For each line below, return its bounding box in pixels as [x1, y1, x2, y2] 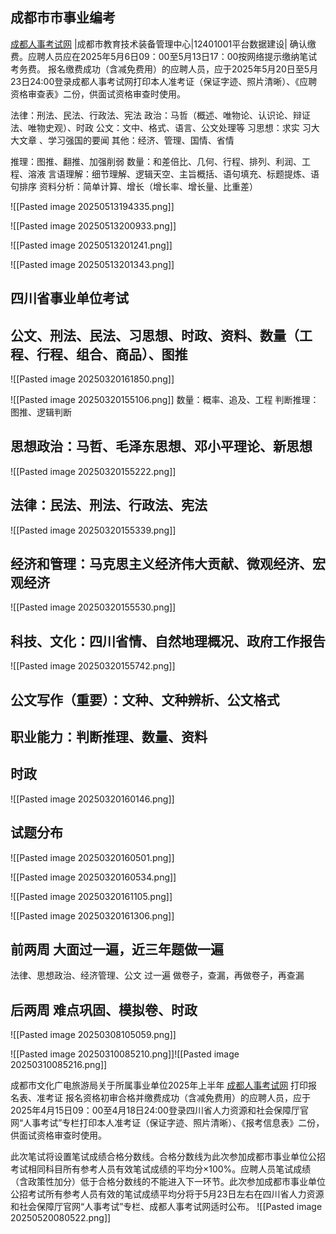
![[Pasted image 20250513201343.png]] [10, 258, 175, 270]
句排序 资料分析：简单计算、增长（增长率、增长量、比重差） [10, 180, 258, 192]
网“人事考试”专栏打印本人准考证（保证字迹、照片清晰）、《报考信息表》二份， [10, 1117, 325, 1129]
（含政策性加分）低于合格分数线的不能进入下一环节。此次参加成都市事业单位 [10, 1176, 326, 1188]
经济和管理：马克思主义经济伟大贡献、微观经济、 [10, 556, 313, 573]
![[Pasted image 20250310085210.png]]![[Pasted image [10, 1048, 240, 1060]
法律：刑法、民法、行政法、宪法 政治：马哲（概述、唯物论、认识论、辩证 [10, 109, 311, 121]
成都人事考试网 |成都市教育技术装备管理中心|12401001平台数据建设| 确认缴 [10, 38, 317, 50]
